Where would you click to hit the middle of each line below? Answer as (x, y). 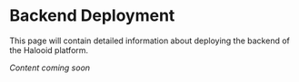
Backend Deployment (92, 16)
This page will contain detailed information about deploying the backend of (150, 41)
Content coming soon (50, 68)
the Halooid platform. (49, 50)
